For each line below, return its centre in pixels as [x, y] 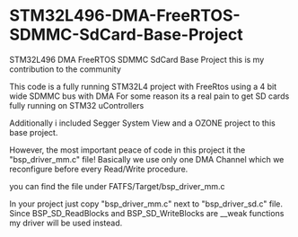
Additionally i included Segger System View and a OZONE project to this [142, 123]
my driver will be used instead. [66, 223]
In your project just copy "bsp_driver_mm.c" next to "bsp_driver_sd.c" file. [146, 204]
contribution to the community [65, 69]
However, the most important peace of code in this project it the [127, 150]
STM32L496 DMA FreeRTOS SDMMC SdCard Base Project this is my [137, 59]
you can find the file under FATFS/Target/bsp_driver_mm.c [118, 186]
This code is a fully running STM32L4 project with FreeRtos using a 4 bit [143, 86]
